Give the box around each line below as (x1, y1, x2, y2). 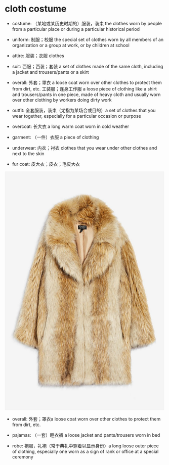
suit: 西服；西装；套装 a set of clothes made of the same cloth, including (12, 63, 163, 69)
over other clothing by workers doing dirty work (12, 97, 112, 103)
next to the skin (12, 150, 45, 157)
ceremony (12, 453, 33, 460)
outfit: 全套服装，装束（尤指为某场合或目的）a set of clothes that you (12, 107, 156, 113)
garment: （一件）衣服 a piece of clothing (12, 134, 99, 140)
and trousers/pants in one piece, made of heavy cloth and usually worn (12, 91, 161, 98)
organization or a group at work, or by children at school (12, 42, 130, 48)
